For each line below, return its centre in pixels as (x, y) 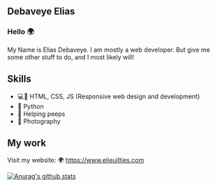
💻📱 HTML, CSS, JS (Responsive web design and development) (108, 96)
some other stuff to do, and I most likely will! (71, 57)
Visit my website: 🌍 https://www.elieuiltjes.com (76, 160)
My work (27, 143)
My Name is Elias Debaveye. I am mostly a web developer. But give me (109, 50)
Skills (19, 79)
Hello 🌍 (21, 32)
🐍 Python (30, 106)
